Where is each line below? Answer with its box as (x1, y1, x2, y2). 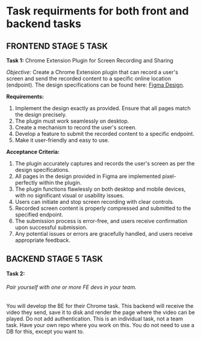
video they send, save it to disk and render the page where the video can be (6, 309, 196, 316)
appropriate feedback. (14, 236, 70, 244)
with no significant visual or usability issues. (14, 192, 125, 199)
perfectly (14, 179, 38, 186)
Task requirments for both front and (6, 4, 189, 18)
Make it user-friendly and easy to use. (14, 137, 110, 144)
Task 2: (6, 269, 25, 277)
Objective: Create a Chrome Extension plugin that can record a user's (6, 69, 179, 76)
